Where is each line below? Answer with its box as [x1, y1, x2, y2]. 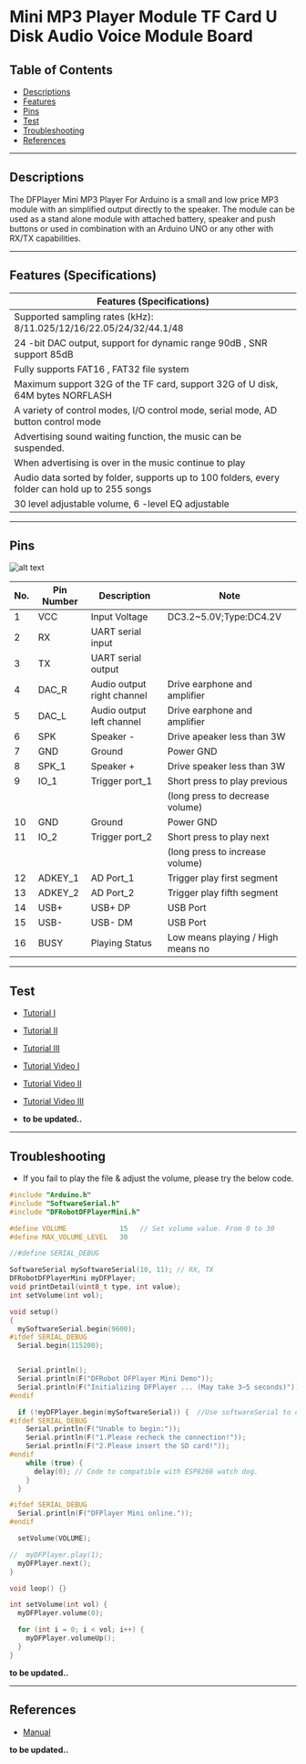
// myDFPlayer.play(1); [9, 1550, 104, 1560]
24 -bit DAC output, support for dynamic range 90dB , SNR [14, 336, 268, 349]
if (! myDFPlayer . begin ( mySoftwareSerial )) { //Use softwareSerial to [17, 1407, 291, 1416]
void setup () [9, 1307, 59, 1316]
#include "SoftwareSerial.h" [9, 1198, 120, 1208]
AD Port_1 [90, 872, 135, 884]
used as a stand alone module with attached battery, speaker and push [9, 213, 276, 224]
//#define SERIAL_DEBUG [9, 1248, 100, 1258]
